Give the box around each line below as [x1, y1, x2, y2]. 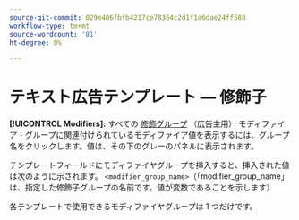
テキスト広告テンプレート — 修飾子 [9, 87, 267, 107]
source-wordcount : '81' [9, 30, 98, 38]
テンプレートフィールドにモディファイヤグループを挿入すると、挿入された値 [9, 160, 290, 171]
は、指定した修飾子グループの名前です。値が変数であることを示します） [9, 182, 275, 193]
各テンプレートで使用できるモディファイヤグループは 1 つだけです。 [9, 201, 258, 212]
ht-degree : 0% [9, 38, 63, 47]
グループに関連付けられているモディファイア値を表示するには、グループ [24, 130, 290, 140]
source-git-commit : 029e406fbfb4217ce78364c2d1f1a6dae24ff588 [9, 13, 246, 22]
